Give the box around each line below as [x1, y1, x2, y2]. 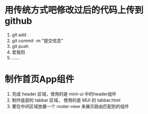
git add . [11, 32, 29, 38]
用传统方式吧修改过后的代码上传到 [4, 4, 144, 16]
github [4, 15, 33, 27]
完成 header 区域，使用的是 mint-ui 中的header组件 [11, 91, 117, 97]
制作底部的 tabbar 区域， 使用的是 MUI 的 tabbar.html [11, 97, 121, 103]
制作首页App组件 [4, 74, 75, 85]
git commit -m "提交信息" [11, 38, 63, 44]
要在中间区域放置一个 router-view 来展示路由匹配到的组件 [11, 103, 129, 109]
